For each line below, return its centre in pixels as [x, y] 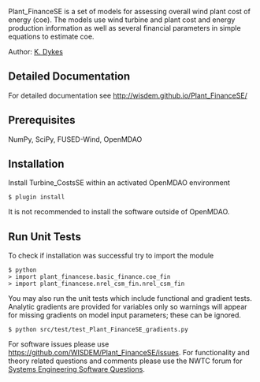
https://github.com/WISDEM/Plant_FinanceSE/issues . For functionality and [129, 353]
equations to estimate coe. [51, 36]
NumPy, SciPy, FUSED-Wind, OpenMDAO [75, 139]
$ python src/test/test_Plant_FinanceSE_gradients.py [98, 330]
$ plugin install [37, 197]
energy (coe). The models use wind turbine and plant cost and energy [122, 20]
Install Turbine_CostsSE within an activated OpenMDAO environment [119, 183]
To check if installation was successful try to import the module [111, 256]
